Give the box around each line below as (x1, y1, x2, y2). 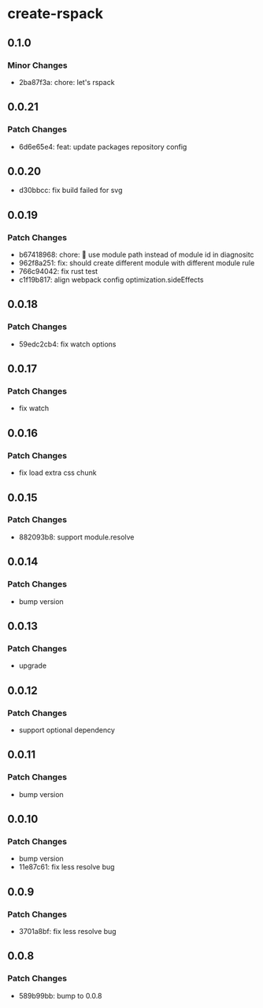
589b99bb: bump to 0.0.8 (18, 991, 102, 1000)
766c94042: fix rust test (18, 267, 98, 276)
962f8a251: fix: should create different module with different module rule (18, 258, 255, 268)
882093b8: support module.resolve (18, 532, 135, 542)
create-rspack (7, 5, 104, 23)
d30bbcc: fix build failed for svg (18, 186, 123, 195)
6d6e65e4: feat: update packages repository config (18, 142, 187, 151)
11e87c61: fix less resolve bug (18, 862, 115, 872)
